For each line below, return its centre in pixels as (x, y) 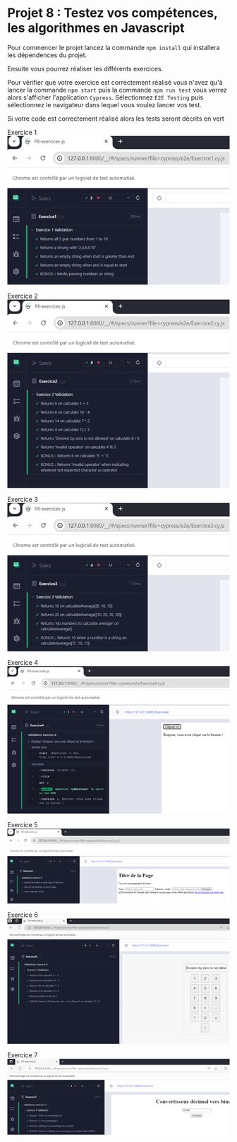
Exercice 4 (23, 662)
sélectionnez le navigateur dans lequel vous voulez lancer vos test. (105, 104)
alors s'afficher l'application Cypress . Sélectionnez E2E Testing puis (105, 97)
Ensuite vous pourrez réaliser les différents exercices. (85, 68)
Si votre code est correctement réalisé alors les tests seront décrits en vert (116, 119)
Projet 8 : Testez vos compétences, (113, 13)
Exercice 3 (23, 499)
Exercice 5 (23, 825)
